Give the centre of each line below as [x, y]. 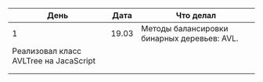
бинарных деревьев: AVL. [189, 38]
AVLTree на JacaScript [54, 61]
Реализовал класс [47, 51]
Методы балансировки [184, 29]
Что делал [196, 15]
